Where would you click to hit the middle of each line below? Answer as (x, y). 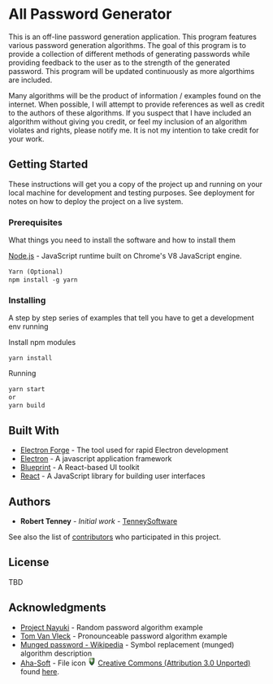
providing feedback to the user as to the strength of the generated (119, 63)
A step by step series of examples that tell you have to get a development (131, 318)
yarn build (27, 406)
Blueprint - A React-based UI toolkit (80, 468)
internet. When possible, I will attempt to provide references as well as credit (136, 104)
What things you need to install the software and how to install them (122, 240)
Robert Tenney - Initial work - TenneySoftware (99, 521)
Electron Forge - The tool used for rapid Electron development (124, 450)
